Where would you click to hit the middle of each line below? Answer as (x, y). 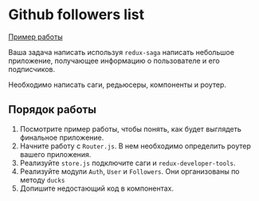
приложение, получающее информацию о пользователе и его (114, 61)
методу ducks (42, 179)
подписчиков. (32, 69)
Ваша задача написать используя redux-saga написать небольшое (122, 52)
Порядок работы (53, 110)
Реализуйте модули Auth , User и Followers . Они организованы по (130, 171)
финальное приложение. (62, 137)
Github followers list (77, 15)
